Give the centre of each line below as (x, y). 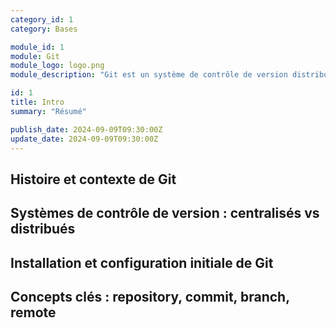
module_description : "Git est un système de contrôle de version (149, 75)
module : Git (35, 56)
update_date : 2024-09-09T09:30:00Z (84, 139)
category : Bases (44, 29)
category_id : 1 (42, 19)
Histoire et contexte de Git (93, 179)
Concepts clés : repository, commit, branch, (150, 296)
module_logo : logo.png (57, 66)
